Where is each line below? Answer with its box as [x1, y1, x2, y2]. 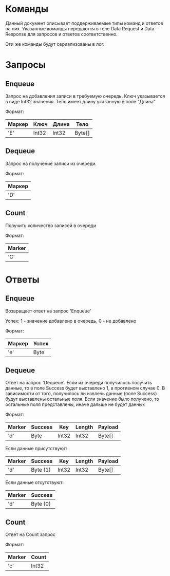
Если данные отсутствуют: [5, 479, 64, 486]
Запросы [5, 59, 46, 71]
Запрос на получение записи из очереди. [5, 160, 97, 166]
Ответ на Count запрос [5, 531, 55, 537]
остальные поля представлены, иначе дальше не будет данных [5, 401, 145, 407]
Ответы [5, 273, 40, 285]
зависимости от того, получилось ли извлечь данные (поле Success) [5, 391, 157, 397]
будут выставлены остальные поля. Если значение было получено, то [5, 396, 159, 402]
